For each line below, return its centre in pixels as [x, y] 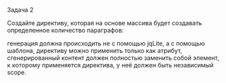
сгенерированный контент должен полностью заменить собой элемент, [113, 58]
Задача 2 [21, 10]
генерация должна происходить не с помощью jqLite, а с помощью [106, 43]
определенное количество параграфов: [65, 30]
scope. [17, 72]
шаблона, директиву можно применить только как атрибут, [95, 51]
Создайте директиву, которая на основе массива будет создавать [104, 23]
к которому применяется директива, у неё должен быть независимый [110, 65]
